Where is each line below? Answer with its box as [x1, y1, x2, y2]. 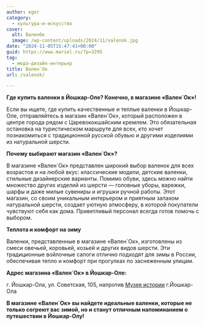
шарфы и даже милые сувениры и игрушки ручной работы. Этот [6, 188, 176, 195]
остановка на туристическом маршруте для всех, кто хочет [6, 125, 163, 132]
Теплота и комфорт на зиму [6, 226, 81, 233]
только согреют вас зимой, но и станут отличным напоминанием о [6, 306, 188, 313]
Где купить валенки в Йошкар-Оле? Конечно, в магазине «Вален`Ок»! [6, 94, 197, 101]
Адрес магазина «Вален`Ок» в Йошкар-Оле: [6, 269, 127, 276]
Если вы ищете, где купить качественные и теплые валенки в [6, 105, 168, 113]
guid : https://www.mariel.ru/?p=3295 [6, 49, 103, 55]
